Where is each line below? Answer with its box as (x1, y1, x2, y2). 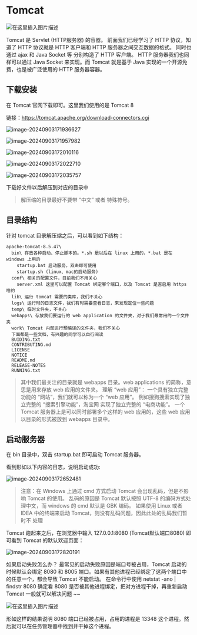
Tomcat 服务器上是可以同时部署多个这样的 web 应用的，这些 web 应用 (20, 408, 191, 415)
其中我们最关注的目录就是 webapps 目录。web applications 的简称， (20, 379, 186, 386)
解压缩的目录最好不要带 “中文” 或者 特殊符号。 (20, 196, 133, 203)
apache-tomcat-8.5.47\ (6, 244, 62, 249)
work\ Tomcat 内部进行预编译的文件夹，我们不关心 (11, 325, 121, 331)
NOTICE (11, 352, 28, 358)
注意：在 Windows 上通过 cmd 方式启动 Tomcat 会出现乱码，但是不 (20, 488, 184, 495)
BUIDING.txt (11, 337, 41, 343)
